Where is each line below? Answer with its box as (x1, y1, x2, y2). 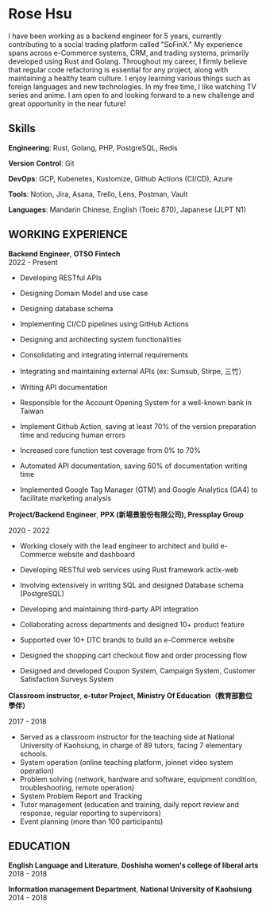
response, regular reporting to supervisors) (19, 808, 161, 817)
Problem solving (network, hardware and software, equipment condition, (19, 774, 257, 784)
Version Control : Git (8, 158, 75, 168)
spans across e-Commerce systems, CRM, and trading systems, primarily (8, 48, 249, 57)
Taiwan (19, 406, 44, 415)
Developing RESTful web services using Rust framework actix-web (19, 564, 239, 574)
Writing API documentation (19, 382, 109, 392)
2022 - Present (8, 257, 58, 267)
